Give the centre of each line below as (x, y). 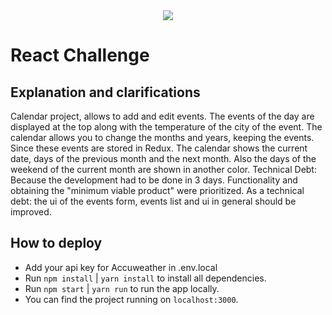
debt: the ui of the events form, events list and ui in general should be (153, 201)
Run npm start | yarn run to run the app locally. (122, 288)
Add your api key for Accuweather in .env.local (121, 267)
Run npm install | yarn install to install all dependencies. (145, 278)
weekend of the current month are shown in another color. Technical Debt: (163, 169)
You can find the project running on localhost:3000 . (131, 299)
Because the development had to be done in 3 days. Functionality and (154, 180)
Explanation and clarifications (105, 92)
